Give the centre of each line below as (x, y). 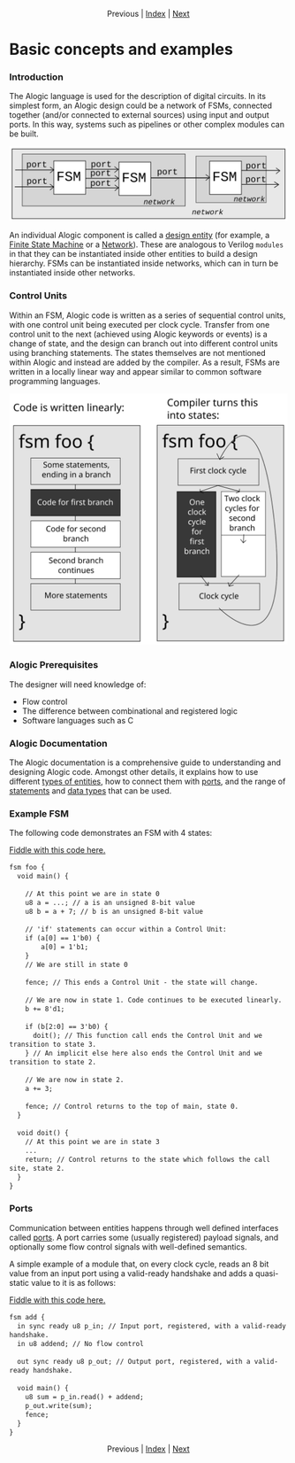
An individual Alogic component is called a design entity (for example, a (140, 236)
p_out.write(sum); (59, 1405)
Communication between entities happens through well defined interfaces (144, 1227)
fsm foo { (27, 868)
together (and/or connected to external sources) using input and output (139, 115)
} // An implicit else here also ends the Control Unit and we (144, 1054)
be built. (24, 134)
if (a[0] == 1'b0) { (63, 939)
